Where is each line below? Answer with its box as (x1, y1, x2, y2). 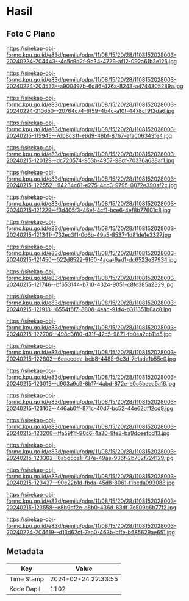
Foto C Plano (6, 29, 55, 39)
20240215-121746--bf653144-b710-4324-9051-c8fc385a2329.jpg (6, 281, 174, 288)
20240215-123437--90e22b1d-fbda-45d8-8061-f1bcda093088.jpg (6, 479, 175, 486)
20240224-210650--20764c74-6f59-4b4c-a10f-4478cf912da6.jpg (6, 107, 175, 114)
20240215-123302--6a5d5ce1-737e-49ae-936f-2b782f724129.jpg (6, 455, 174, 461)
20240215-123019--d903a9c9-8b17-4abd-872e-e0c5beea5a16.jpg (6, 380, 176, 387)
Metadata (6, 546, 44, 556)
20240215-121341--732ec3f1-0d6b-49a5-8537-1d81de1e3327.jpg (6, 231, 171, 239)
